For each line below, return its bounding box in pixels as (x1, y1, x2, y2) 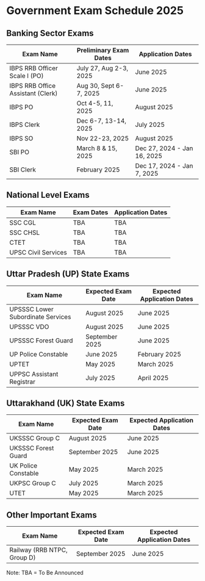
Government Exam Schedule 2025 (6, 4, 184, 18)
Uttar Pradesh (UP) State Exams (6, 269, 130, 280)
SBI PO (9, 148, 29, 156)
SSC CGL (9, 218, 37, 226)
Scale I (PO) (9, 71, 44, 80)
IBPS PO (9, 103, 34, 111)
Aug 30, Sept (76, 82, 115, 90)
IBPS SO (9, 134, 34, 142)
